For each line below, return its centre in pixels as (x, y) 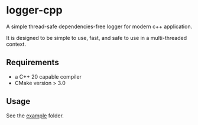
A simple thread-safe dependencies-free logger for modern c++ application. (99, 26)
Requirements (33, 62)
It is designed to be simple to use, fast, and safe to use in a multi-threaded (97, 38)
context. (16, 44)
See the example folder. (35, 116)
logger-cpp (35, 10)
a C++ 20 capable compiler (48, 76)
